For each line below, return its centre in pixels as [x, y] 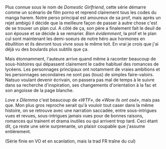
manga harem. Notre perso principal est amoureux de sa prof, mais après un [83, 18]
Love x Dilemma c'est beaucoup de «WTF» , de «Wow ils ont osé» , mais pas [83, 100]
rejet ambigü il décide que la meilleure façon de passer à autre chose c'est [81, 23]
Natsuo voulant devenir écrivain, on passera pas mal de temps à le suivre [80, 80]
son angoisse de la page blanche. [40, 90]
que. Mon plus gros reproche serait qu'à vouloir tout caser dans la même [80, 105]
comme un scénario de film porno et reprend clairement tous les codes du [81, 12]
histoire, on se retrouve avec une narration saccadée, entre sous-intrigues [81, 110]
